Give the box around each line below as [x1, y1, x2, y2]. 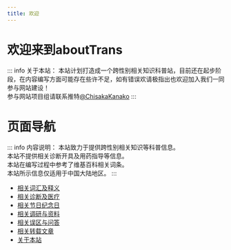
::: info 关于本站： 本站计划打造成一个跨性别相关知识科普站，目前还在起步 [7, 66, 216, 75]
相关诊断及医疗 [17, 192, 60, 200]
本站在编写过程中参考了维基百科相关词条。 [7, 160, 128, 169]
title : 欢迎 [7, 10, 39, 17]
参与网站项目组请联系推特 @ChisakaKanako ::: [7, 92, 137, 100]
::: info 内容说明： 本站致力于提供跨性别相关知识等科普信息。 [7, 143, 179, 151]
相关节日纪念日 [17, 201, 60, 209]
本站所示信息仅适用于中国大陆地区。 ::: [7, 169, 117, 177]
